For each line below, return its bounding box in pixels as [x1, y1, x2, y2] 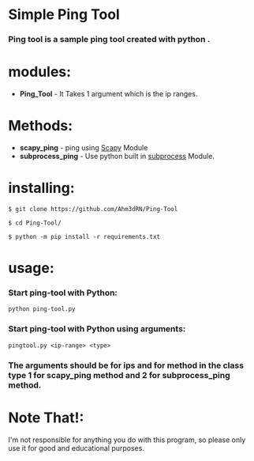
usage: [8, 259, 55, 278]
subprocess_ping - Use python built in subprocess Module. [19, 151, 215, 161]
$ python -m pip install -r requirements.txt [8, 232, 160, 240]
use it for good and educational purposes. [8, 443, 144, 452]
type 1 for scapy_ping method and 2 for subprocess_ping [8, 369, 230, 380]
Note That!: [8, 409, 84, 426]
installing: [8, 179, 75, 197]
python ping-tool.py [8, 305, 77, 313]
